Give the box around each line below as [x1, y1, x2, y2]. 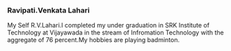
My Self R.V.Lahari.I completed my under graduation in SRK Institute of [7, 21, 210, 30]
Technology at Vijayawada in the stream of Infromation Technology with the [7, 28, 224, 37]
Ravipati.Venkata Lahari [7, 6, 90, 15]
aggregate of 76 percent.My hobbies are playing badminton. [7, 36, 180, 44]
